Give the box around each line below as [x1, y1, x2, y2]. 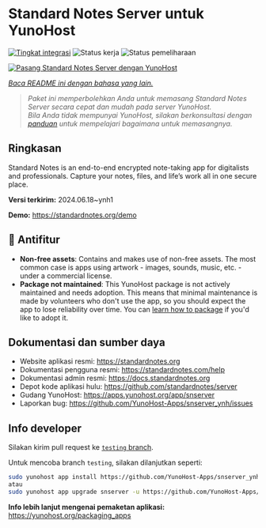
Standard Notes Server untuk [8, 5, 204, 23]
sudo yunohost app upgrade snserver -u [8, 488, 140, 496]
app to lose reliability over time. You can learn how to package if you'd [19, 304, 249, 314]
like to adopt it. [19, 313, 69, 322]
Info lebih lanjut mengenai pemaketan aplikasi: [8, 502, 165, 511]
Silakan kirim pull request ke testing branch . [8, 443, 154, 452]
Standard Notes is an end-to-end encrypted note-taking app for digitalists [8, 163, 249, 172]
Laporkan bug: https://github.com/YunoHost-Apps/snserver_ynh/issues [19, 398, 253, 408]
